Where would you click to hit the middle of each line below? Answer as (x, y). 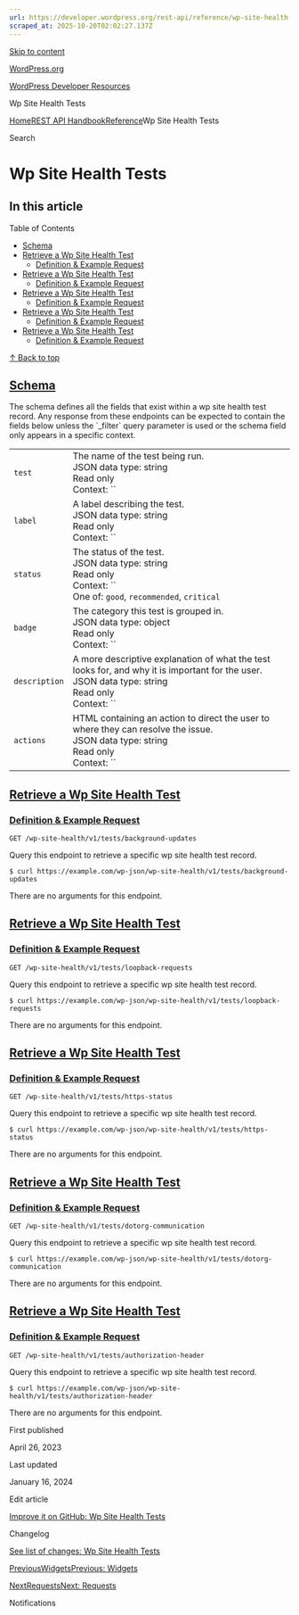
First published (36, 1429)
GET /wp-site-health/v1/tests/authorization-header (107, 1355)
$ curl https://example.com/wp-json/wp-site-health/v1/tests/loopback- (145, 1000)
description (39, 682)
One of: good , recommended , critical (146, 597)
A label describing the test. (129, 504)
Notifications (32, 1603)
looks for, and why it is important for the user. (167, 670)
